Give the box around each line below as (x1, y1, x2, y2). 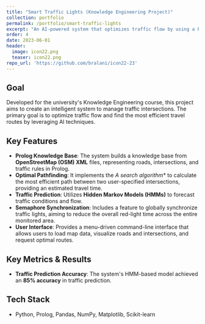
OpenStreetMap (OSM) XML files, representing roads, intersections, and (15, 159, 199, 166)
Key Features (6, 135, 58, 146)
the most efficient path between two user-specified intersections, (15, 178, 180, 185)
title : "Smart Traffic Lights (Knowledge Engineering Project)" (6, 9, 173, 15)
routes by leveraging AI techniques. (6, 118, 96, 126)
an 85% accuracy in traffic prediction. (15, 276, 112, 284)
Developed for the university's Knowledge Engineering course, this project (6, 99, 194, 106)
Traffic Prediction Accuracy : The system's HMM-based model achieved (15, 270, 198, 278)
